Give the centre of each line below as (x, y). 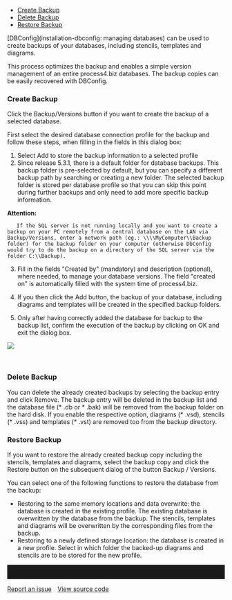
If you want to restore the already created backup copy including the (105, 455)
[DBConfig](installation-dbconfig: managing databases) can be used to (108, 38)
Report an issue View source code (58, 589)
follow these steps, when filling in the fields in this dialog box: (94, 142)
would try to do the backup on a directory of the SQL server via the (111, 250)
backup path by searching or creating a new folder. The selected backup (120, 178)
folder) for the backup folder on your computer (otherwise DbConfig (109, 244)
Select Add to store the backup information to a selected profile (107, 156)
